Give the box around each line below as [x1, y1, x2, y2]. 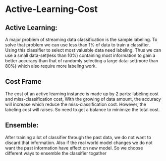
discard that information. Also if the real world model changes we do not [5, 140, 153, 146]
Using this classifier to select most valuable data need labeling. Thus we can [5, 47, 162, 53]
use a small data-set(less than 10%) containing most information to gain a [5, 52, 156, 58]
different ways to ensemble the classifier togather [5, 150, 107, 156]
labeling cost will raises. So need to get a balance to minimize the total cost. [5, 106, 160, 113]
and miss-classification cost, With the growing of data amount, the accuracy [5, 96, 161, 102]
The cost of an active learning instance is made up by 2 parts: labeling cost [5, 91, 159, 97]
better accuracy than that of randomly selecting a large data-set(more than [5, 58, 159, 63]
